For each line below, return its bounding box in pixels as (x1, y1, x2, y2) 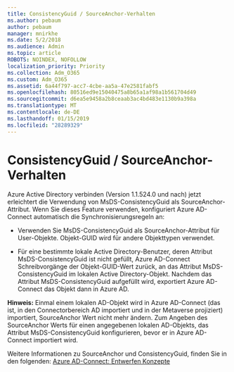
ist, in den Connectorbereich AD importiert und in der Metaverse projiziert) (7, 306, 223, 314)
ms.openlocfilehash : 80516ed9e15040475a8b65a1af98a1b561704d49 (7, 89, 197, 96)
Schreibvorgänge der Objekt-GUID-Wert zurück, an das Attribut (17, 262, 202, 271)
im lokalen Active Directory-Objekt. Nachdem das (68, 270, 212, 278)
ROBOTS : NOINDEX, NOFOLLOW (7, 56, 86, 63)
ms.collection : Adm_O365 (7, 69, 80, 76)
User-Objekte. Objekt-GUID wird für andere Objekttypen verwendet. (17, 234, 215, 242)
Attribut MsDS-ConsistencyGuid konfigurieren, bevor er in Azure (7, 328, 194, 337)
